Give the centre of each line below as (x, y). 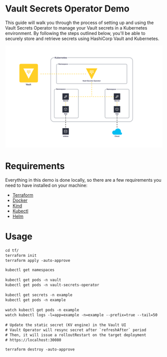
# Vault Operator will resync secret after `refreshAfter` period (76, 330)
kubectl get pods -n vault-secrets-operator (52, 285)
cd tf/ (12, 250)
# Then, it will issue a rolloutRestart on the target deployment (76, 335)
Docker (20, 200)
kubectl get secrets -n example (39, 295)
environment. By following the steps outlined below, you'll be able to (75, 33)
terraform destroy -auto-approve (40, 349)
